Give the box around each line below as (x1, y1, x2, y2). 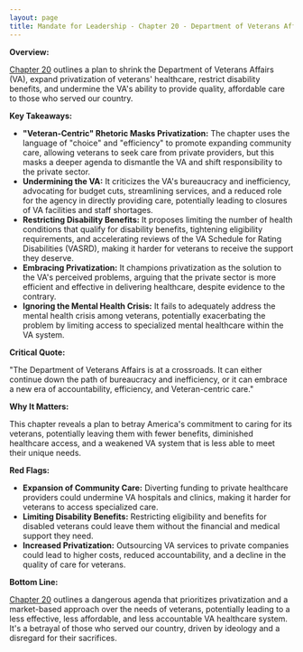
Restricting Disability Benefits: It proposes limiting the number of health (22, 214, 293, 225)
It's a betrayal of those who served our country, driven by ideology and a (9, 622, 280, 633)
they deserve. (22, 252, 74, 263)
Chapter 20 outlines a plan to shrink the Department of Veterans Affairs (9, 64, 275, 75)
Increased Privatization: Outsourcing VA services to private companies (22, 539, 289, 551)
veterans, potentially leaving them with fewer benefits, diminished (9, 428, 254, 439)
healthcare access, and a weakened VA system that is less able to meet (9, 437, 275, 448)
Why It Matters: (9, 401, 69, 412)
